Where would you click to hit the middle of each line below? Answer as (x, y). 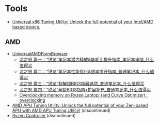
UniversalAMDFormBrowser (40, 54)
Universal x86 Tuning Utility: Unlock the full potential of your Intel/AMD (83, 22)
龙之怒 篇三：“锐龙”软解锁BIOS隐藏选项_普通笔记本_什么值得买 (82, 83)
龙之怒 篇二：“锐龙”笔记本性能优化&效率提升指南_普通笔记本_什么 (85, 71)
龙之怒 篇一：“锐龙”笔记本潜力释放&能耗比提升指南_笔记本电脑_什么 (87, 59)
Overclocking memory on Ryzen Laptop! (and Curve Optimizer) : (83, 95)
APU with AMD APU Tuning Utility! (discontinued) (61, 110)
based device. (26, 27)
